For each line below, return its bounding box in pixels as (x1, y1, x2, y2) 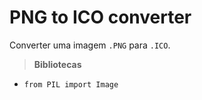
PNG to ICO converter (9, 6, 192, 29)
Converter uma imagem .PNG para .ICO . (9, 39, 171, 51)
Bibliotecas (33, 58, 82, 70)
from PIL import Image (23, 79, 119, 90)
